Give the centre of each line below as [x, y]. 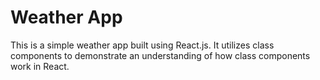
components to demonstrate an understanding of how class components [160, 55]
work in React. [40, 66]
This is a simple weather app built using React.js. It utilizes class [142, 45]
